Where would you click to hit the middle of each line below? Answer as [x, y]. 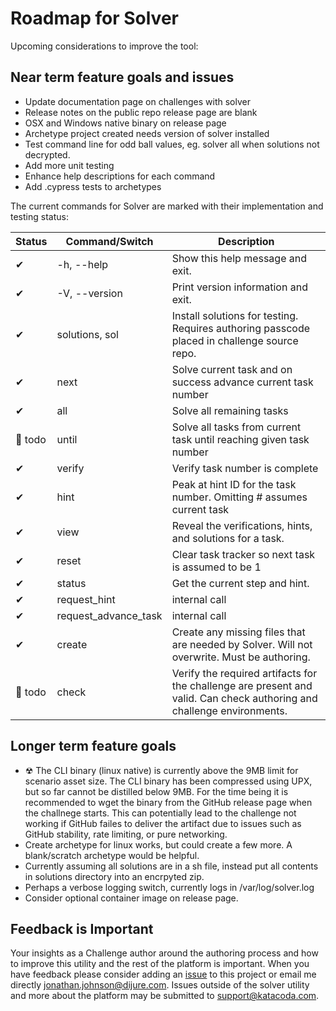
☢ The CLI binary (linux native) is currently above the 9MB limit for [161, 770]
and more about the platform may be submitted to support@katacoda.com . [165, 996]
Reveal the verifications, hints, [242, 525]
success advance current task [242, 382]
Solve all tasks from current [236, 427]
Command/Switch [109, 241]
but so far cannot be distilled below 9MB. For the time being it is [156, 791]
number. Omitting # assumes [239, 497]
